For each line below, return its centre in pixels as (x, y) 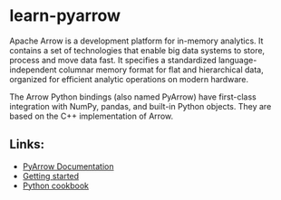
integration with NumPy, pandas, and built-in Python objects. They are (140, 106)
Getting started (51, 176)
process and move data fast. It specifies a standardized (113, 60)
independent (33, 70)
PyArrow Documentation (68, 166)
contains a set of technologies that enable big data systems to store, (137, 50)
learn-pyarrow (65, 16)
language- (237, 60)
